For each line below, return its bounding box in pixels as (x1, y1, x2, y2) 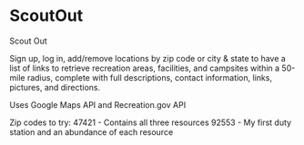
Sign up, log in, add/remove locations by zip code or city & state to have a (9, 53, 287, 63)
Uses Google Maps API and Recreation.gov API (9, 99, 187, 110)
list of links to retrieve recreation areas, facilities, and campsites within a (9, 63, 280, 73)
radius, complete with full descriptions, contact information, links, (26, 72, 273, 82)
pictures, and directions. (9, 82, 101, 92)
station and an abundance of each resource (9, 126, 174, 137)
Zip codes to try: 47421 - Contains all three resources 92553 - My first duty (9, 117, 292, 128)
